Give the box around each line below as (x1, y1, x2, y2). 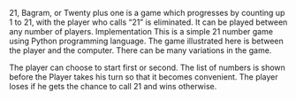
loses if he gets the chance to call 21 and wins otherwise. (9, 81, 217, 91)
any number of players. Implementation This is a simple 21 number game (9, 27, 274, 36)
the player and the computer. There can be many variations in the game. (9, 45, 272, 56)
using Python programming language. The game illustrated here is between (9, 35, 285, 46)
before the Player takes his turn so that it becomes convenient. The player (9, 72, 278, 82)
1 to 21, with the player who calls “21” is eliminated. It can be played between (9, 17, 288, 27)
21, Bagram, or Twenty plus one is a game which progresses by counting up (9, 8, 285, 18)
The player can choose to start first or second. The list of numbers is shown (9, 62, 285, 73)
